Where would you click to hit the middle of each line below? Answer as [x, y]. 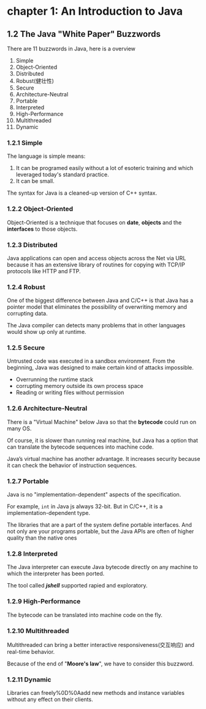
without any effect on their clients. [50, 699]
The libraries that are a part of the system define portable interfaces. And [100, 525]
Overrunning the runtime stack [55, 379]
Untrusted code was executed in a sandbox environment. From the [91, 361]
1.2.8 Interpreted [32, 554]
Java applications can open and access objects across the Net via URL [97, 258]
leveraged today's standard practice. [62, 175]
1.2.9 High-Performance [44, 602]
